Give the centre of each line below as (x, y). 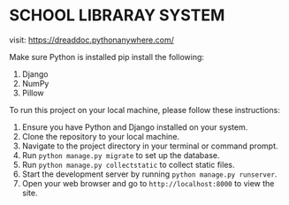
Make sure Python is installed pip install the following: (107, 57)
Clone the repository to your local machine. (100, 136)
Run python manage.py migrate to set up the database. (121, 155)
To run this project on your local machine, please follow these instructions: (144, 110)
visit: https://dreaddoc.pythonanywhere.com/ (91, 40)
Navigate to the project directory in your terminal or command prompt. (150, 146)
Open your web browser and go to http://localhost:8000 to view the (148, 183)
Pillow (33, 93)
